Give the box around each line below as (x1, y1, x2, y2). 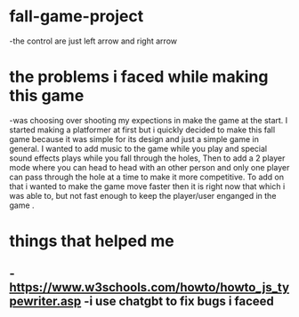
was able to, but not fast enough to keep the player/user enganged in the (9, 190, 277, 201)
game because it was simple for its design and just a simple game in (9, 133, 260, 144)
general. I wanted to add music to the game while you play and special (9, 143, 268, 154)
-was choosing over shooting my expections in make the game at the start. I (9, 115, 288, 125)
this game (9, 86, 85, 106)
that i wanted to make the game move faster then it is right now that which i (9, 180, 286, 192)
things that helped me (9, 231, 175, 251)
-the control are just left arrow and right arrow (9, 36, 178, 46)
